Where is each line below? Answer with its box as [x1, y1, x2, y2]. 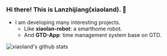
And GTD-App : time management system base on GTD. [23, 32, 162, 39]
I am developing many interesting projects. [14, 19, 121, 26]
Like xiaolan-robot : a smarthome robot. [23, 25, 123, 32]
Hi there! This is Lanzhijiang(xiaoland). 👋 [6, 5, 127, 14]
